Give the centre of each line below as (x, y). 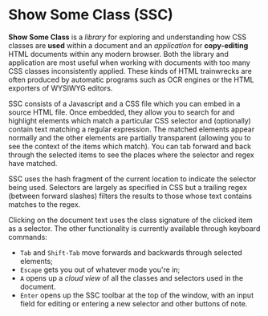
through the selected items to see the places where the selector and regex (131, 155)
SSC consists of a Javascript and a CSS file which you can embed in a (124, 103)
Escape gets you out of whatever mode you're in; (100, 269)
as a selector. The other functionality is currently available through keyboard (134, 228)
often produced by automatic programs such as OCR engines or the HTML (131, 79)
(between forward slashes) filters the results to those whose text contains (130, 196)
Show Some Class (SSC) (91, 15)
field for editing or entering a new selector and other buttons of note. (134, 303)
